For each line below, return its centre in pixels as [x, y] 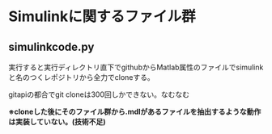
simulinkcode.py [51, 46]
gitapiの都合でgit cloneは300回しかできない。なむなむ [99, 94]
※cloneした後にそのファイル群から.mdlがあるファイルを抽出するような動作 [135, 111]
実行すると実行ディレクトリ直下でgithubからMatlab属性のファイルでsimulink [136, 67]
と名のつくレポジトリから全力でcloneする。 [82, 77]
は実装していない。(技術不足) [57, 121]
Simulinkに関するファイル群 [102, 17]
